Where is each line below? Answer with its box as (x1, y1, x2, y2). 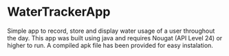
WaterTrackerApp (7, 4, 111, 20)
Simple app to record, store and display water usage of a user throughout (7, 27, 215, 35)
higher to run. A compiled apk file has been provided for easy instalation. (7, 41, 213, 49)
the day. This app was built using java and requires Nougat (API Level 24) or (7, 33, 223, 42)
